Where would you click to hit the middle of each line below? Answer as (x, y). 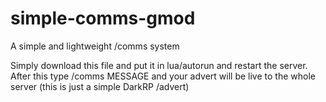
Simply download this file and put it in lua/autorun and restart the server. (159, 65)
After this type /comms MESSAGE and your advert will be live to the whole (163, 76)
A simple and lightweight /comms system (95, 46)
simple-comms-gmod (103, 18)
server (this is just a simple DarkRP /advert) (100, 86)
